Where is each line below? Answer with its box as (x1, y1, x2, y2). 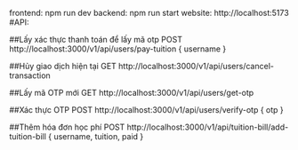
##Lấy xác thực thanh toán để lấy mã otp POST (9, 35, 182, 44)
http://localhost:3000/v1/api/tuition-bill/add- (126, 122, 289, 132)
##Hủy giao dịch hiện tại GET (9, 61, 117, 71)
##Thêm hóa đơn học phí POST (9, 122, 125, 132)
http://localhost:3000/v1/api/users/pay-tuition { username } (9, 43, 227, 54)
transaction (9, 70, 51, 81)
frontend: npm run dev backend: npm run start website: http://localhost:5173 (9, 8, 289, 18)
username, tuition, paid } (52, 131, 144, 141)
